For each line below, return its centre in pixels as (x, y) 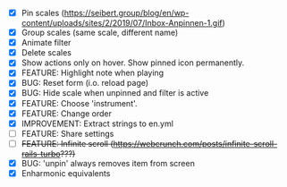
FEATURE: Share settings (68, 133)
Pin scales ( (42, 13)
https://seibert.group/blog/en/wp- (127, 13)
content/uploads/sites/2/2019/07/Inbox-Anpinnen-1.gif (122, 23)
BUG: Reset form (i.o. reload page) (85, 83)
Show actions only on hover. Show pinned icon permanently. (133, 63)
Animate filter (46, 43)
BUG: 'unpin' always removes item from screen (108, 163)
